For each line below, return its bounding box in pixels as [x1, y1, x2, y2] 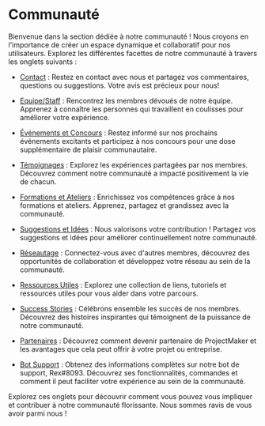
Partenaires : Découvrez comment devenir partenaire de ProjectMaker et [19, 336, 257, 345]
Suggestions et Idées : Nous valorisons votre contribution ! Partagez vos [19, 224, 256, 234]
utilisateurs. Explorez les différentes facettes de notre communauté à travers [8, 48, 258, 58]
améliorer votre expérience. [19, 112, 111, 122]
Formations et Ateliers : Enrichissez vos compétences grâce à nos [19, 192, 235, 202]
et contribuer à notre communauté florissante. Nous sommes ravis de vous [8, 400, 252, 409]
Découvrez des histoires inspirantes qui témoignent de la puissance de [19, 312, 251, 322]
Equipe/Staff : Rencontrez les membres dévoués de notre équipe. [19, 96, 233, 105]
